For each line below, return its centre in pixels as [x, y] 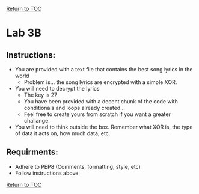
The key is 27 [41, 95]
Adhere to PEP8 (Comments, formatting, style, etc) [78, 166]
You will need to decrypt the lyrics [57, 89]
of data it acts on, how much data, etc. [63, 133]
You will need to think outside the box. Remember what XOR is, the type [104, 127]
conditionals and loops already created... [74, 108]
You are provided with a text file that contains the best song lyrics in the [104, 69]
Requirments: [32, 152]
